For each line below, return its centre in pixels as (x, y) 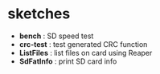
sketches (39, 14)
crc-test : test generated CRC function (83, 44)
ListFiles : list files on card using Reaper (86, 53)
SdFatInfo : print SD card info (68, 61)
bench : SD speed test (56, 36)
